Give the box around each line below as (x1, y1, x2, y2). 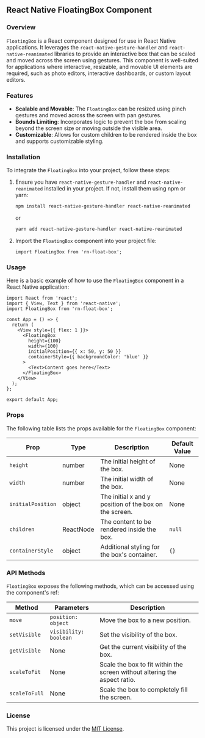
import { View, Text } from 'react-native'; (6, 300, 121, 307)
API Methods (6, 568, 46, 577)
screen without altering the (99, 668, 177, 676)
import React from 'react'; (6, 295, 78, 302)
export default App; (6, 397, 59, 403)
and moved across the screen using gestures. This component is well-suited (6, 56, 199, 63)
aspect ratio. (99, 675, 135, 684)
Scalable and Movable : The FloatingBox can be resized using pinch (15, 105, 186, 112)
